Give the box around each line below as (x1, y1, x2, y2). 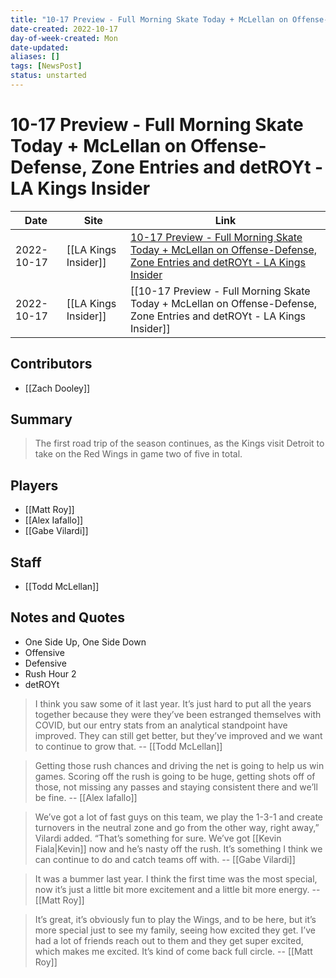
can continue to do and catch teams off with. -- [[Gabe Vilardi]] (34, 853, 296, 865)
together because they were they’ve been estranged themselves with (34, 708, 322, 720)
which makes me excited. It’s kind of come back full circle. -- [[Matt (34, 945, 313, 957)
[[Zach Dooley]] (24, 382, 91, 394)
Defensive (24, 657, 67, 669)
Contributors (10, 356, 93, 373)
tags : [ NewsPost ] (10, 61, 83, 71)
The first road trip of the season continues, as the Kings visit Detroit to (34, 437, 325, 450)
